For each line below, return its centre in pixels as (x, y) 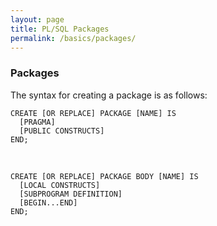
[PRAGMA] (37, 122)
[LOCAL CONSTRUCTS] (60, 185)
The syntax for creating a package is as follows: (109, 95)
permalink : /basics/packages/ (73, 38)
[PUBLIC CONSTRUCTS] (62, 131)
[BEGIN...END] (48, 202)
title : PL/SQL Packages (60, 29)
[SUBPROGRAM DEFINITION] (71, 194)
